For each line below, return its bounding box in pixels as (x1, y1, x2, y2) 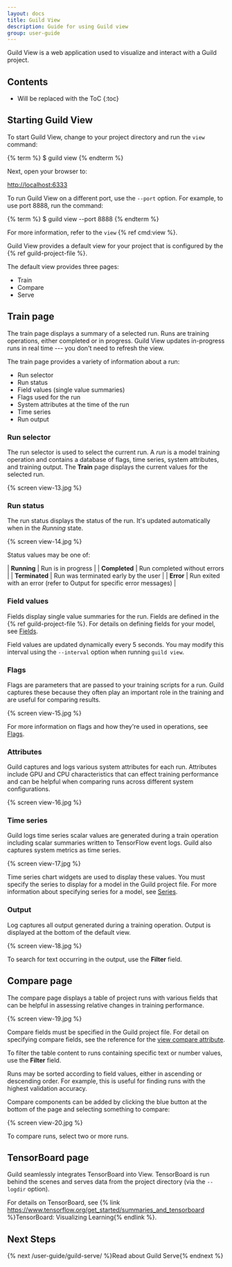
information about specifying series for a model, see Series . (7, 888, 178, 896)
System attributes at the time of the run (17, 400, 130, 408)
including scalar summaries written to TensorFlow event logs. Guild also (7, 838, 213, 847)
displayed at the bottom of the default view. (7, 928, 132, 936)
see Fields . (7, 627, 38, 635)
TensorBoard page (7, 1152, 89, 1164)
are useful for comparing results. (7, 695, 101, 704)
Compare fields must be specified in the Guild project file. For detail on (7, 1028, 209, 1036)
